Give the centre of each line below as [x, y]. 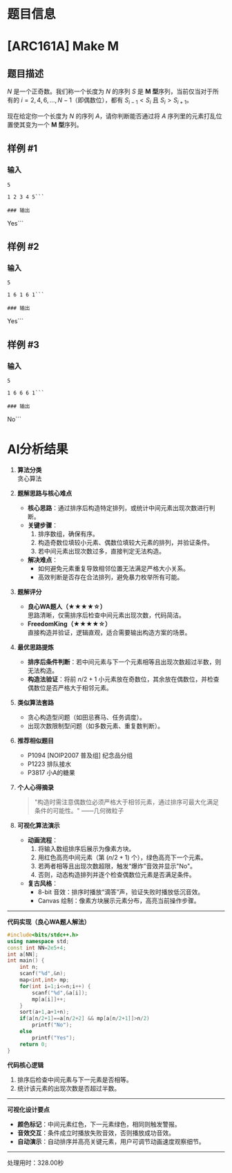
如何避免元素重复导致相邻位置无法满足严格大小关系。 [114, 568]
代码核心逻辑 [25, 1065]
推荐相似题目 [35, 740]
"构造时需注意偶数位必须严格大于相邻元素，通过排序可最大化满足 [127, 802]
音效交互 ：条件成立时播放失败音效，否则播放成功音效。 [96, 1133]
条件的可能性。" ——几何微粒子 [79, 810]
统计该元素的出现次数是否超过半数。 [69, 1088]
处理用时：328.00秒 [36, 1163]
